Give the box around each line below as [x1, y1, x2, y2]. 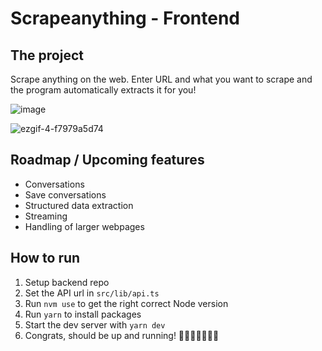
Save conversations [24, 188, 107, 201]
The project [10, 47, 84, 64]
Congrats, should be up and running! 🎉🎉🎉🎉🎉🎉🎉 [24, 329, 220, 341]
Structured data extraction [24, 199, 134, 211]
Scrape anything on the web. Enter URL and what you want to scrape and [10, 73, 313, 85]
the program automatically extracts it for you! [10, 84, 197, 96]
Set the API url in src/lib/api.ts [24, 287, 160, 299]
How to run [10, 250, 81, 267]
